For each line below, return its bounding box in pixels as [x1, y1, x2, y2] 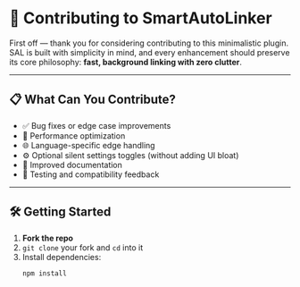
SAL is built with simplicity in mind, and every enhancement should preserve [9, 46, 290, 57]
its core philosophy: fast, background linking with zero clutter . [9, 56, 243, 67]
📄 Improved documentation [21, 159, 123, 170]
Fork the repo [21, 232, 74, 243]
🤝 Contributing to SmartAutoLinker [9, 8, 272, 29]
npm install [21, 268, 67, 278]
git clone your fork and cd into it [21, 241, 144, 253]
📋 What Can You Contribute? [9, 92, 177, 107]
